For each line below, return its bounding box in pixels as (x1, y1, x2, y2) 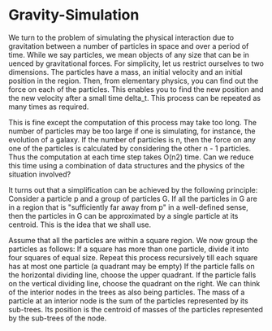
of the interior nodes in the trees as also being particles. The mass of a (8, 287, 245, 297)
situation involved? (8, 169, 71, 179)
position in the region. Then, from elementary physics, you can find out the (8, 76, 259, 85)
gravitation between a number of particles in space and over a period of (8, 41, 249, 50)
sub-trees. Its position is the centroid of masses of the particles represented (8, 304, 264, 314)
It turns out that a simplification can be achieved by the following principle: (8, 185, 258, 194)
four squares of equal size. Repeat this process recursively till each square (8, 252, 258, 262)
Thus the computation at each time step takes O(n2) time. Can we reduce (8, 152, 254, 162)
